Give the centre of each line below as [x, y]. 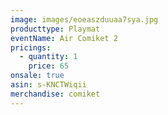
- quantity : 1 [48, 57]
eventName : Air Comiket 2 [64, 38]
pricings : [31, 47]
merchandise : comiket [55, 94]
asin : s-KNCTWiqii [48, 85]
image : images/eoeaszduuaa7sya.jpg [84, 19]
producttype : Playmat [55, 29]
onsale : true [37, 76]
